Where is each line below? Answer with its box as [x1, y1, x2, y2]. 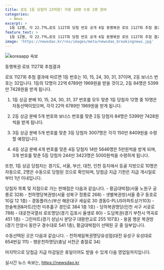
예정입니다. [17, 136, 39, 142]
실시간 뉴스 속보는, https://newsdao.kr [5, 259, 80, 265]
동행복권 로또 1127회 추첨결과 [5, 63, 61, 69]
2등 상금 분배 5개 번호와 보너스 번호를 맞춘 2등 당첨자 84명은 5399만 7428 [12, 113, 155, 119]
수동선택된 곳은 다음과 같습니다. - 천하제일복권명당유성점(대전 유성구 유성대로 [5, 232, 152, 238]
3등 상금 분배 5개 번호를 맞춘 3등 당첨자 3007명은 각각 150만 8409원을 [12, 129, 148, 135]
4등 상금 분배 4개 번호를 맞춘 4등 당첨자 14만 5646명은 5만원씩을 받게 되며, [12, 146, 156, 152]
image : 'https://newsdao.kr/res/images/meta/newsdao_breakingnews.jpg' [5, 39, 154, 44]
